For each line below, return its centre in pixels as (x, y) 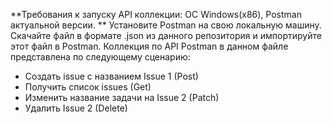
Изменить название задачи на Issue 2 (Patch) (122, 97)
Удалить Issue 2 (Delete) (76, 108)
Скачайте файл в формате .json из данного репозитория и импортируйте (166, 35)
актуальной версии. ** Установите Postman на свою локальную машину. (166, 25)
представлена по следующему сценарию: (100, 57)
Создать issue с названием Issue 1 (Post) (111, 76)
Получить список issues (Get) (88, 87)
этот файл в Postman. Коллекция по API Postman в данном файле (149, 46)
